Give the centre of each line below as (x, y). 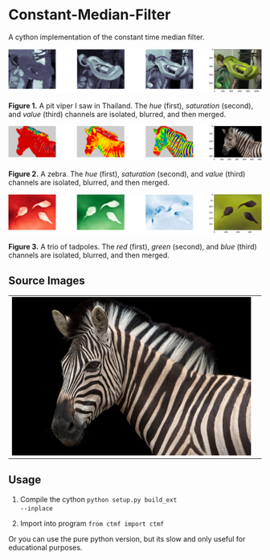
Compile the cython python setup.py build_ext (98, 499)
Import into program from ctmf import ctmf (92, 523)
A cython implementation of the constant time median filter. (106, 37)
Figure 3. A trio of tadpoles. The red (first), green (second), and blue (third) (133, 247)
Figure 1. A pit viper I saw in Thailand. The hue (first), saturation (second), (131, 105)
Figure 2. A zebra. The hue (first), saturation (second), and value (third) (127, 173)
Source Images (47, 280)
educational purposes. (45, 547)
